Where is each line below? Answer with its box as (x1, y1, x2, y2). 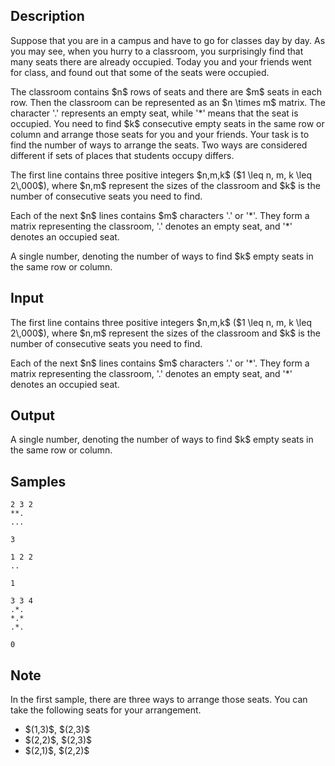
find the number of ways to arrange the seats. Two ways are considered (10, 139, 308, 151)
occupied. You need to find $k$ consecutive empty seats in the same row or (10, 117, 325, 129)
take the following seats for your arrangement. (10, 704, 202, 716)
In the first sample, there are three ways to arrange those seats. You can (10, 694, 308, 706)
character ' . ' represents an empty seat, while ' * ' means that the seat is (10, 107, 299, 119)
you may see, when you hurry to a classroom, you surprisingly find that (10, 45, 304, 57)
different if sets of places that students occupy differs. (10, 149, 235, 161)
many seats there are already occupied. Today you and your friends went (10, 55, 312, 68)
